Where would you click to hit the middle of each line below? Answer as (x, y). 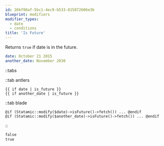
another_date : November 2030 (35, 61)
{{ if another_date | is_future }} (42, 93)
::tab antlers (17, 80)
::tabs (11, 70)
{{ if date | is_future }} (33, 89)
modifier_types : (22, 19)
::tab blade (16, 103)
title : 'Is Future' (25, 33)
